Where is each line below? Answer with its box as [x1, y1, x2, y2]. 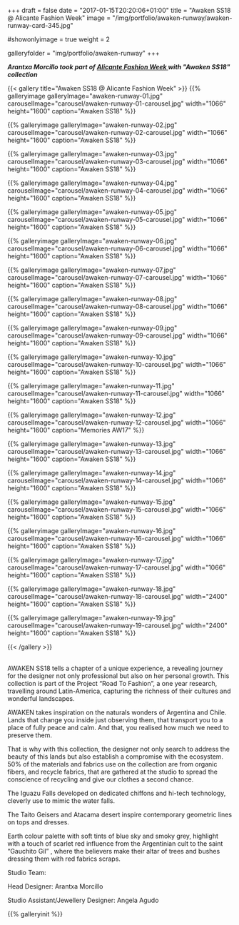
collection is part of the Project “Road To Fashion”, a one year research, [7, 679, 218, 687]
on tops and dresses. [7, 818, 70, 827]
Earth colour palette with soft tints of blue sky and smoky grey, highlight [7, 832, 219, 840]
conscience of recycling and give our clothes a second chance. [7, 775, 194, 784]
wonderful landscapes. [7, 694, 75, 702]
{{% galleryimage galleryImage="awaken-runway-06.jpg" [7, 237, 178, 245]
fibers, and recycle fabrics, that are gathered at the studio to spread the [7, 767, 218, 776]
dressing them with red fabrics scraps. [7, 854, 121, 863]
